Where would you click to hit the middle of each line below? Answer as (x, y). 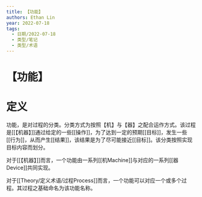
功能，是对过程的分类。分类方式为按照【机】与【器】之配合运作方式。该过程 (101, 125)
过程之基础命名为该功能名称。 (59, 188)
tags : (13, 29)
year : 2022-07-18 (28, 23)
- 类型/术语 (25, 46)
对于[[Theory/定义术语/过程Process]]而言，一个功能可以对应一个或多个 (94, 180)
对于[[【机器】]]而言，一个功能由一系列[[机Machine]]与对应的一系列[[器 (92, 160)
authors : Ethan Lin (31, 17)
